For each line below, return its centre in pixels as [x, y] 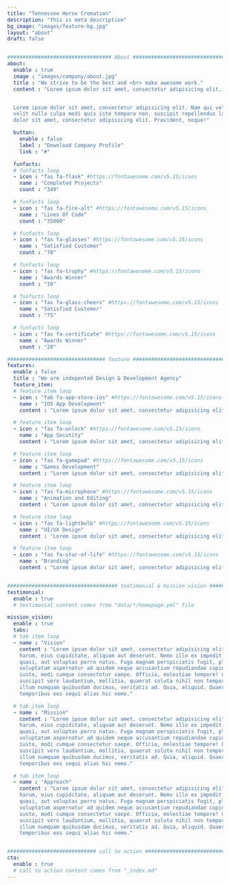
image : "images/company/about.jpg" [65, 76]
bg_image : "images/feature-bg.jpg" [58, 26]
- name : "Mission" [41, 712]
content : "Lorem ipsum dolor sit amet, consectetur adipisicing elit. [118, 89]
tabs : [21, 630]
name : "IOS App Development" [63, 404]
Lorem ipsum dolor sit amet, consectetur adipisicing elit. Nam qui [113, 108]
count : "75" [38, 316]
